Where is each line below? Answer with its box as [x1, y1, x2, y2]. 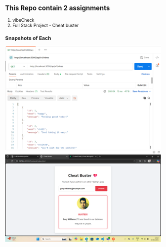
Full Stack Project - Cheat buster [12, 22, 79, 28]
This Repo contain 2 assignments [5, 4, 110, 12]
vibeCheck [12, 17, 35, 23]
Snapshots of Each [5, 35, 51, 41]
